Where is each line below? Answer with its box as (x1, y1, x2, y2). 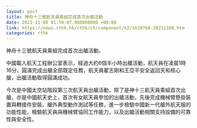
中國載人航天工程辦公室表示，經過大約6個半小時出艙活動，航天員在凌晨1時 (6, 60, 186, 67)
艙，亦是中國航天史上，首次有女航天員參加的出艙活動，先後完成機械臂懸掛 (6, 94, 186, 101)
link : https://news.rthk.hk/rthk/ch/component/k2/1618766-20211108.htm (6, 25, 185, 31)
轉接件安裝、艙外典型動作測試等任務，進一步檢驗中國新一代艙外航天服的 (16, 101, 191, 108)
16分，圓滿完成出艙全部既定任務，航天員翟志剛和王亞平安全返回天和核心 (6, 67, 181, 74)
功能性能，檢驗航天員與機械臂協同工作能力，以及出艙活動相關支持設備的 (6, 109, 181, 116)
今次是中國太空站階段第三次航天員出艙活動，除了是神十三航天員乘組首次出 (6, 87, 186, 94)
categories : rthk (6, 30, 49, 36)
